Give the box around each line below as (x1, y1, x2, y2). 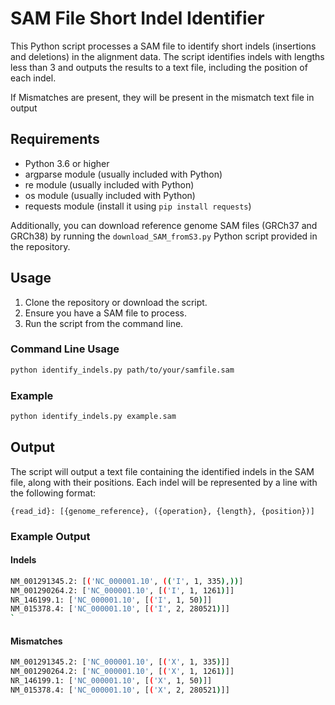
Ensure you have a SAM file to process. (24, 307, 187, 319)
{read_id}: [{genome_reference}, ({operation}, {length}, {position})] (10, 506, 315, 516)
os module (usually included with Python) (24, 189, 196, 201)
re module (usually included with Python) (24, 178, 195, 191)
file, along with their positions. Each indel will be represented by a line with (10, 476, 318, 488)
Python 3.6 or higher (24, 157, 110, 169)
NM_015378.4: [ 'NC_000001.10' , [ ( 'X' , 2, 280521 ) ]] (10, 685, 230, 696)
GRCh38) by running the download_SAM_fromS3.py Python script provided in (10, 230, 318, 242)
